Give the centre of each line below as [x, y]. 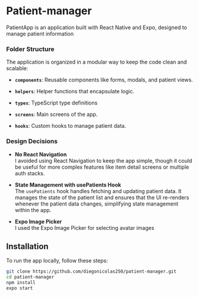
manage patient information [40, 33]
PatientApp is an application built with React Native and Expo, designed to [97, 27]
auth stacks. [30, 173]
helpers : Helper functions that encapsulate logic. [75, 91]
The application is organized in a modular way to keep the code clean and [97, 62]
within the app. [33, 210]
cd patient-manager [30, 277]
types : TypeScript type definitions [56, 103]
